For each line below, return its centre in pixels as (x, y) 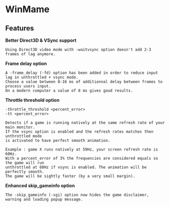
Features (20, 28)
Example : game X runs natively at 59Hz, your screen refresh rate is (82, 150)
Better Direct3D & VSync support (41, 40)
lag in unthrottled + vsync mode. (42, 77)
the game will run (25, 163)
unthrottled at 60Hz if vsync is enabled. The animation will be (76, 167)
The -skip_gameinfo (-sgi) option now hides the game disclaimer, (77, 195)
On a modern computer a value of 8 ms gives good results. (69, 91)
